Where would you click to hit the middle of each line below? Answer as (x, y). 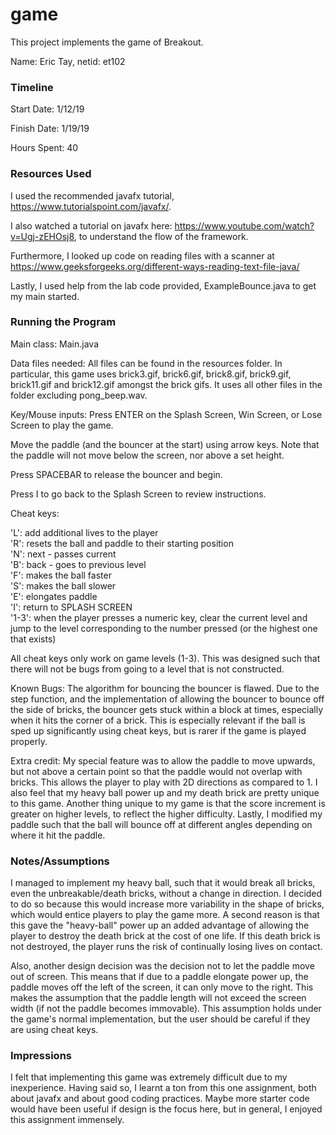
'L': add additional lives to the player (84, 532)
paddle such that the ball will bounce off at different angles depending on (161, 824)
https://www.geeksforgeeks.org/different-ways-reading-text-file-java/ (155, 266)
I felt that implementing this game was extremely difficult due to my (149, 1077)
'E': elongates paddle (54, 596)
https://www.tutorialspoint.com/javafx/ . (91, 206)
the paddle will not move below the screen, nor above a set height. (147, 455)
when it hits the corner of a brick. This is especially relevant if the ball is (158, 720)
